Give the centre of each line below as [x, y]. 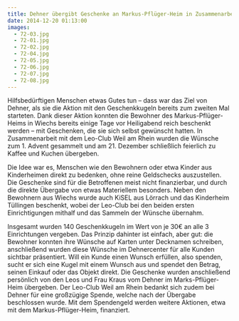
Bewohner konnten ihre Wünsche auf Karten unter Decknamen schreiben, [116, 242]
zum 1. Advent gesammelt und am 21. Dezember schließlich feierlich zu [112, 146]
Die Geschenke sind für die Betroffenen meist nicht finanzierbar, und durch [117, 183]
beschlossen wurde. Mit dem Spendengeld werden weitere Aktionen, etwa [117, 302]
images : [19, 27]
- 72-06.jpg [32, 67]
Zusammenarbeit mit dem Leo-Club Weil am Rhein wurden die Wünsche [113, 138]
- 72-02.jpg [32, 47]
